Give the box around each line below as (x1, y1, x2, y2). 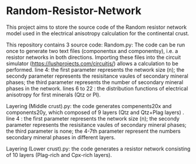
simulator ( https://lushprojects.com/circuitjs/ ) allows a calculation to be (6, 60, 178, 67)
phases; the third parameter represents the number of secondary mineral (6, 78, 184, 86)
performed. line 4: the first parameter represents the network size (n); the (6, 66, 185, 73)
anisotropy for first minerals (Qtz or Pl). (6, 91, 101, 98)
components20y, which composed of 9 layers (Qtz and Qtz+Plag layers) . (6, 109, 184, 116)
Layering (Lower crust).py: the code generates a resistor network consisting (6, 145, 191, 152)
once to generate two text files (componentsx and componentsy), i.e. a (6, 47, 178, 54)
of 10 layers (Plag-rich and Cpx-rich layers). (6, 151, 112, 158)
